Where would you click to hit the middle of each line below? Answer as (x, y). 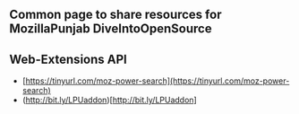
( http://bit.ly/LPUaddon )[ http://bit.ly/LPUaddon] (109, 100)
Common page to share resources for (115, 15)
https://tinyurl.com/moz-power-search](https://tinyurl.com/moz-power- (158, 81)
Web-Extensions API (68, 59)
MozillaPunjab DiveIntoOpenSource (111, 29)
